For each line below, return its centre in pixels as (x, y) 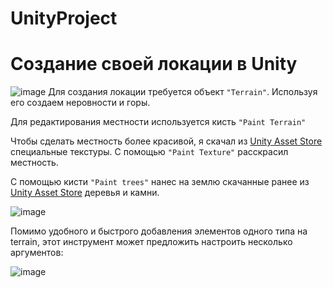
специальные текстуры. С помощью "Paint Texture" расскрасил (149, 152)
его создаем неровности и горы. (80, 103)
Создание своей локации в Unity (154, 64)
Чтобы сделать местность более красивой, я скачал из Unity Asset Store (166, 141)
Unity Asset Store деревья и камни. (85, 193)
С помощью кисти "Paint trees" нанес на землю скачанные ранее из (160, 182)
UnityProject (64, 18)
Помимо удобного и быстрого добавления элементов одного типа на (159, 231)
